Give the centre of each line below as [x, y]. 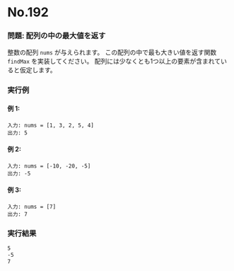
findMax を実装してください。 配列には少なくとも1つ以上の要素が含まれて [114, 62]
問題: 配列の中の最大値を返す [57, 36]
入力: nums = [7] [32, 207]
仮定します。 [38, 70]
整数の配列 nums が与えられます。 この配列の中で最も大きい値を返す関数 [112, 52]
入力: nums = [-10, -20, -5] [49, 166]
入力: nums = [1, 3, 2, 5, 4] [51, 125]
